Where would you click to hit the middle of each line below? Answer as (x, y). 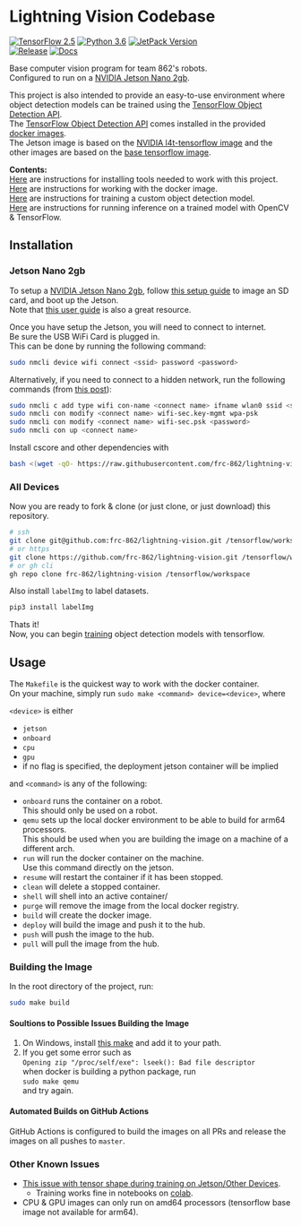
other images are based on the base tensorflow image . (111, 152)
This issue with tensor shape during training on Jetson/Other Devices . (151, 1183)
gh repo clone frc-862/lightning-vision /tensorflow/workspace (130, 574)
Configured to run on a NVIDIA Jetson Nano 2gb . (99, 77)
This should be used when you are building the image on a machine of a (155, 839)
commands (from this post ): (60, 389)
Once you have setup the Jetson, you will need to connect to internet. (138, 327)
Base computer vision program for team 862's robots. (108, 68)
